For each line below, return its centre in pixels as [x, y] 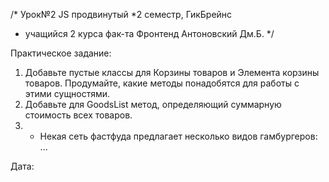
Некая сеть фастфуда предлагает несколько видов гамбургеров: [178, 136]
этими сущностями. [67, 93]
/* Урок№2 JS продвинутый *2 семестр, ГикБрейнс [121, 14]
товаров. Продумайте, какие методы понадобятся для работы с [162, 83]
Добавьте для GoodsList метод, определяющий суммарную [153, 104]
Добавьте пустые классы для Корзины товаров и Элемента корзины [172, 72]
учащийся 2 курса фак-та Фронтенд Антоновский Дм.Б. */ [149, 33]
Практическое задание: [61, 53]
